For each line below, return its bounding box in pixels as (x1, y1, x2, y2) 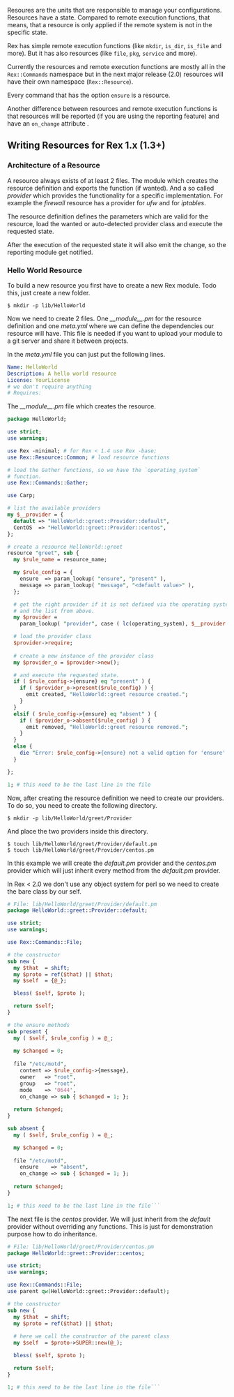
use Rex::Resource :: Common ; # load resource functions (7, 454, 170, 461)
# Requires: (7, 390, 42, 397)
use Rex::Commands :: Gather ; (7, 480, 89, 487)
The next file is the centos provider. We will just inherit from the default (7, 1215, 211, 1223)
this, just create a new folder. (7, 288, 91, 297)
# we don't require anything (7, 383, 92, 390)
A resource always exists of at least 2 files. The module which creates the (7, 176, 219, 184)
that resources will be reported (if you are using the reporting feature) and (7, 112, 219, 120)
